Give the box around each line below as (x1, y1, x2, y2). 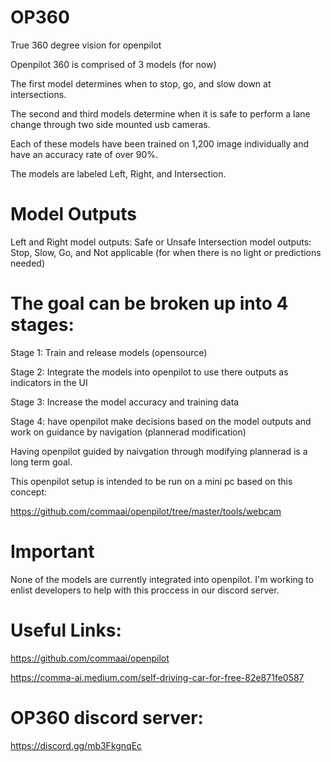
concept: (10, 486, 48, 498)
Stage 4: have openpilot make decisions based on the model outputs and (10, 415, 312, 427)
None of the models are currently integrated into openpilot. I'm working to (10, 573, 315, 585)
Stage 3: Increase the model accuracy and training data (10, 396, 240, 408)
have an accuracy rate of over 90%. (10, 148, 159, 160)
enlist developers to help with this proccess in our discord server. (10, 584, 280, 596)
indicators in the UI (10, 376, 88, 388)
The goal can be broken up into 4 (10, 292, 289, 315)
